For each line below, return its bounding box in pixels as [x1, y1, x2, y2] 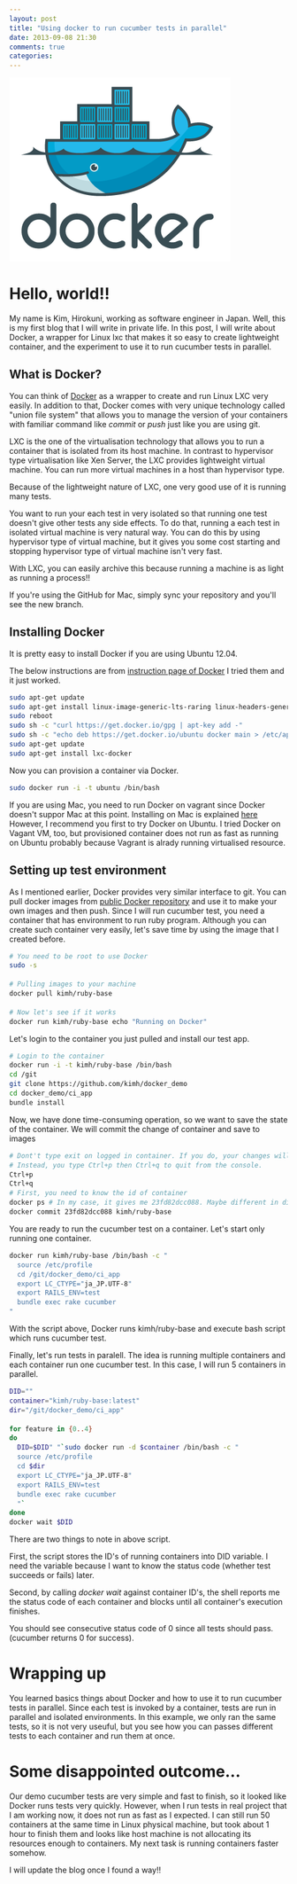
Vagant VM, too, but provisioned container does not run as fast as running [9, 827, 279, 838]
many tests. [9, 490, 51, 501]
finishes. [9, 1606, 41, 1617]
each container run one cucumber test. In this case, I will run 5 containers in [9, 1359, 286, 1370]
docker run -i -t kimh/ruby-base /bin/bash [9, 1060, 172, 1070]
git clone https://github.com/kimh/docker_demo [9, 1080, 188, 1089]
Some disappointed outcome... [9, 1762, 241, 1782]
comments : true [9, 43, 65, 51]
